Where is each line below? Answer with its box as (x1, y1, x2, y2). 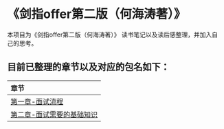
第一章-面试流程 (10, 97, 64, 106)
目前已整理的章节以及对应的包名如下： (7, 61, 170, 73)
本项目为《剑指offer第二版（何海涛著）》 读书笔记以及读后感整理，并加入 (7, 30, 212, 39)
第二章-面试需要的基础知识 (10, 110, 98, 119)
